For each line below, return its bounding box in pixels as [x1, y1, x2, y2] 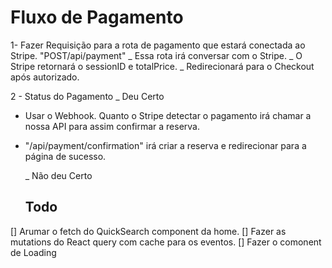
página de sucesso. [24, 150, 107, 162]
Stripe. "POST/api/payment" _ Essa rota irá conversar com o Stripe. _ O [10, 49, 303, 61]
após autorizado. [10, 71, 80, 83]
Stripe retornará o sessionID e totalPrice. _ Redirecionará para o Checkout [10, 60, 315, 72]
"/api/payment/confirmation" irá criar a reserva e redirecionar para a [24, 139, 307, 151]
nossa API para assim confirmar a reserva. [24, 120, 201, 132]
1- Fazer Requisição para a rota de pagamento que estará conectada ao [10, 39, 306, 51]
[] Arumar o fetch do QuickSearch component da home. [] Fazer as [10, 225, 287, 237]
